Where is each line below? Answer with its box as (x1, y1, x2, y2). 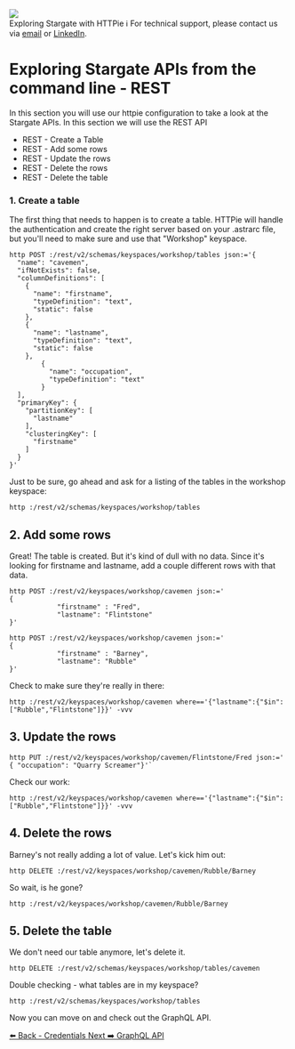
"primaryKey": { (17, 399, 77, 407)
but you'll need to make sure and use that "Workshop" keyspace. (9, 233, 247, 244)
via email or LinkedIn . (9, 28, 87, 38)
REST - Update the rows (21, 153, 111, 164)
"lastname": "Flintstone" (56, 610, 153, 619)
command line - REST (9, 78, 171, 99)
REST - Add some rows (21, 143, 108, 154)
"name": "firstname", (32, 289, 114, 299)
